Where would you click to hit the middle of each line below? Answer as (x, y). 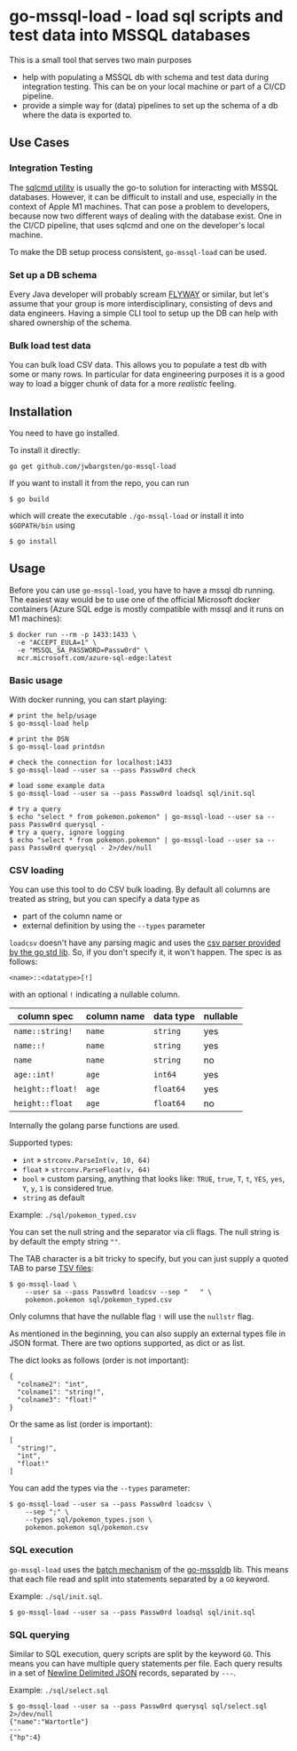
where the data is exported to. (77, 115)
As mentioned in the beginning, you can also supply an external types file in (148, 1333)
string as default (53, 1198)
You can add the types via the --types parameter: (100, 1488)
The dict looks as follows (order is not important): (99, 1360)
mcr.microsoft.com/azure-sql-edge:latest (95, 658)
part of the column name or (72, 916)
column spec (45, 1016)
